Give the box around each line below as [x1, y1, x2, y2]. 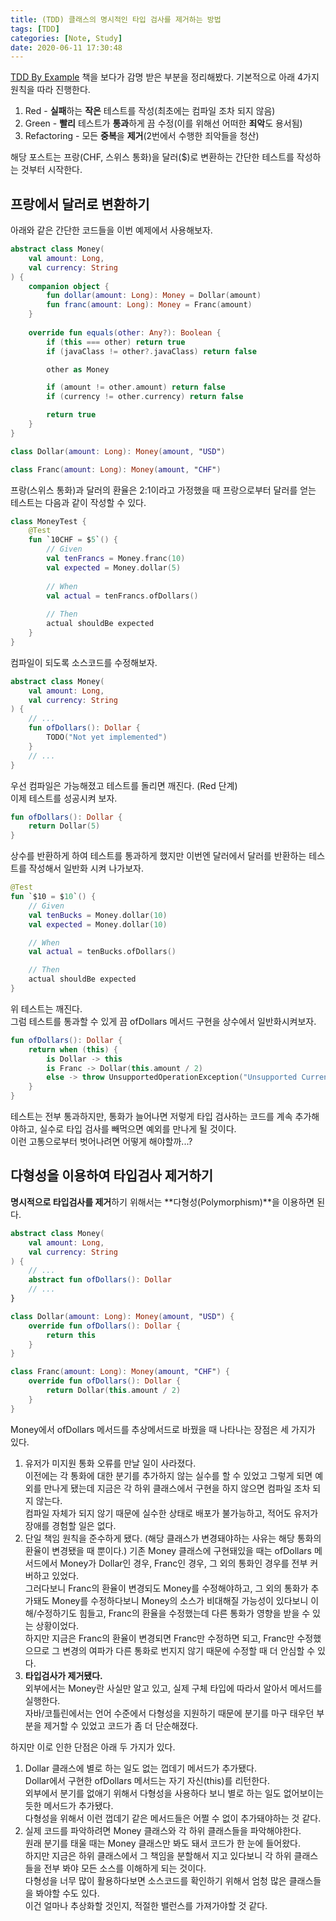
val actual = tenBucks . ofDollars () [28, 947, 177, 957]
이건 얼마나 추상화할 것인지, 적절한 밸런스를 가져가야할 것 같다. [24, 1899, 268, 1911]
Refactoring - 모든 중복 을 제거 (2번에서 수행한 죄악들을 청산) [24, 130, 260, 142]
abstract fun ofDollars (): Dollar [28, 1275, 172, 1285]
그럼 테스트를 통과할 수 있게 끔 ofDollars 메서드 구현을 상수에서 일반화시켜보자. [10, 1015, 317, 1027]
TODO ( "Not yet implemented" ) [46, 732, 168, 743]
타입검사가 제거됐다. [24, 1669, 103, 1681]
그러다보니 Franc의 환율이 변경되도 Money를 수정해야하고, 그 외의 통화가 [24, 1582, 309, 1594]
